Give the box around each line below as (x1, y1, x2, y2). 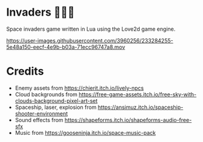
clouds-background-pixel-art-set (14, 97, 98, 104)
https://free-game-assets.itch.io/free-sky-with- (78, 90, 197, 98)
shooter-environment (14, 110, 68, 117)
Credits (6, 64, 44, 78)
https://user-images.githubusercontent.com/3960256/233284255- (6, 37, 173, 44)
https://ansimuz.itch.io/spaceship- (97, 103, 184, 111)
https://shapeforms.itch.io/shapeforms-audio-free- (64, 116, 192, 123)
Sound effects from (14, 116, 63, 123)
